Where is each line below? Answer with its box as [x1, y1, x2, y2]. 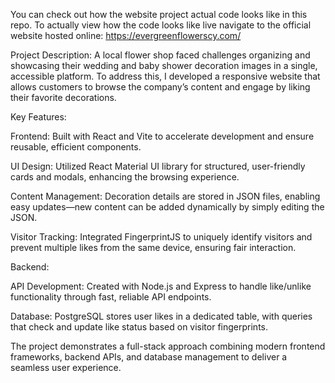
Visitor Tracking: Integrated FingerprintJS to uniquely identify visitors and [10, 231, 313, 243]
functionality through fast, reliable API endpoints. [10, 291, 212, 303]
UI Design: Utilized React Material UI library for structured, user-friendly [10, 160, 306, 172]
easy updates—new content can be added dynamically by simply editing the [10, 201, 325, 213]
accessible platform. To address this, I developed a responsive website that [10, 70, 321, 82]
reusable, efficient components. [10, 141, 142, 153]
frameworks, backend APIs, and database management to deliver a [10, 351, 288, 363]
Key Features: [10, 111, 67, 123]
